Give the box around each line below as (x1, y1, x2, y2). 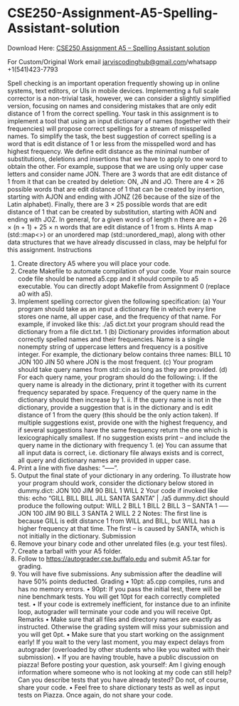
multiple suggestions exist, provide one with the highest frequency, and (17, 418, 228, 427)
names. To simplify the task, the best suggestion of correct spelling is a (7, 132, 217, 140)
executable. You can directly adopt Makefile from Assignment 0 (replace (17, 281, 230, 290)
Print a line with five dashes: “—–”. (17, 463, 119, 472)
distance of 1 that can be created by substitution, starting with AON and (7, 207, 217, 216)
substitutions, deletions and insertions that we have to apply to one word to (7, 155, 228, 163)
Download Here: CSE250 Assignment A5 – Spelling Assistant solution (7, 43, 211, 52)
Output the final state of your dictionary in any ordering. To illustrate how (17, 471, 231, 479)
